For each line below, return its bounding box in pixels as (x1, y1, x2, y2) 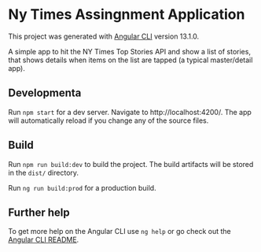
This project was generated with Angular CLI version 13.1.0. (8, 31, 200, 41)
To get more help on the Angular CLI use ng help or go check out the (8, 227, 231, 236)
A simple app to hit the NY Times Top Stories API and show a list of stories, (8, 46, 252, 56)
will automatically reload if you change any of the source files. (8, 116, 209, 125)
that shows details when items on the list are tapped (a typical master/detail (8, 55, 253, 65)
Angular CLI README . (8, 235, 79, 245)
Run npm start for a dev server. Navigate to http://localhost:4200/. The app (8, 107, 252, 117)
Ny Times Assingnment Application (8, 6, 245, 24)
